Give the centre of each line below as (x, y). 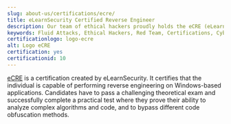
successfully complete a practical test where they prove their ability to (107, 100)
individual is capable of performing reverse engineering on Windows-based (114, 85)
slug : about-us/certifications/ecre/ (61, 13)
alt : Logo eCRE (29, 45)
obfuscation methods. (38, 114)
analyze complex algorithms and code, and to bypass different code (103, 107)
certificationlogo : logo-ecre (51, 39)
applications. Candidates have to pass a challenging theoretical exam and (111, 92)
